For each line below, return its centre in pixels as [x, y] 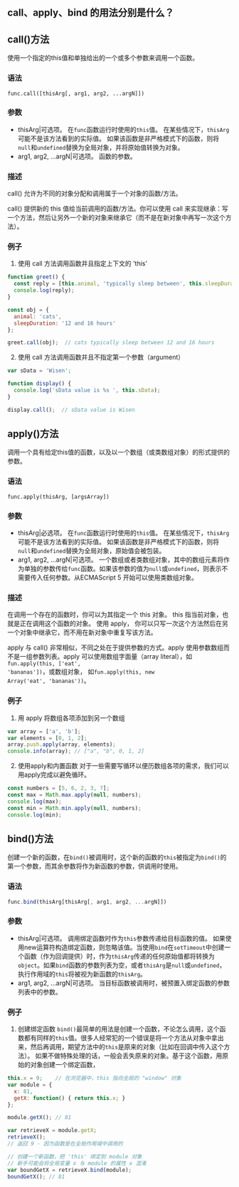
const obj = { [28, 310]
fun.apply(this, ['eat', [44, 664]
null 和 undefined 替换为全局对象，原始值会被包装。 [91, 551]
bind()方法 [31, 838]
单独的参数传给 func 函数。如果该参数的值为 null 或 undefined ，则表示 [123, 569]
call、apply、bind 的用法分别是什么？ [91, 13]
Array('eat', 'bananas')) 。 [49, 681]
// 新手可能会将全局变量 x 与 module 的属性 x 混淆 [77, 1163]
